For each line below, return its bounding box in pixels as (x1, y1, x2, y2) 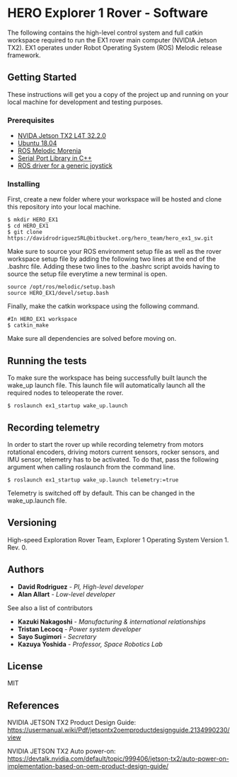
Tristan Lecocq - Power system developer (17, 624, 141, 633)
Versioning (7, 517, 57, 529)
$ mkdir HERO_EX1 (7, 216, 59, 223)
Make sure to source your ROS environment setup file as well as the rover (7, 247, 221, 256)
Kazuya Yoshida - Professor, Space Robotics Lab (17, 640, 163, 648)
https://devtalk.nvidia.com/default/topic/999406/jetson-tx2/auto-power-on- (7, 754, 230, 763)
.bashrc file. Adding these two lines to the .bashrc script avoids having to (7, 262, 220, 271)
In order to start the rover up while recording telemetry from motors (7, 440, 204, 448)
